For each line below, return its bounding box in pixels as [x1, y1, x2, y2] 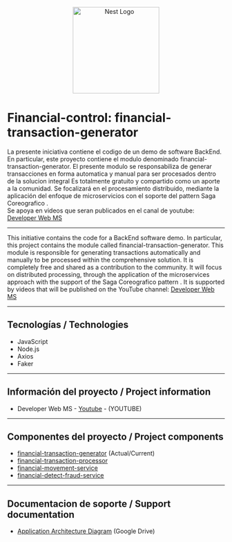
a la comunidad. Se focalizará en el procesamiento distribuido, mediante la [7, 184, 220, 192]
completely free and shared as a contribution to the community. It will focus [7, 263, 222, 271]
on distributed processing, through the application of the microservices [7, 270, 210, 278]
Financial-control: [7, 110, 113, 126]
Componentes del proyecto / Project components [7, 431, 224, 442]
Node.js [17, 345, 40, 353]
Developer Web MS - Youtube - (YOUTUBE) [17, 404, 142, 413]
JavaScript [17, 337, 48, 345]
